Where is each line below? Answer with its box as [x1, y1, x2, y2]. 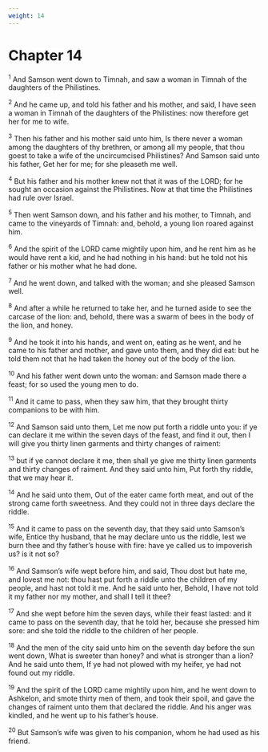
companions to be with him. [8, 404, 100, 414]
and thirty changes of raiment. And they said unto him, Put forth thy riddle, [8, 465, 254, 474]
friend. [8, 736, 30, 746]
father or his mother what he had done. [8, 261, 138, 270]
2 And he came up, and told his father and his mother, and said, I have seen [8, 98, 257, 109]
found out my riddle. [8, 668, 75, 678]
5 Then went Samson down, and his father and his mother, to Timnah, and [8, 209, 252, 219]
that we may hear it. [8, 473, 74, 482]
